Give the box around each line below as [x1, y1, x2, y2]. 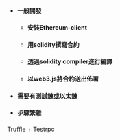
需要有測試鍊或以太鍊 [16, 92, 77, 100]
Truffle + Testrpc [7, 125, 55, 133]
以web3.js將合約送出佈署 [27, 74, 99, 83]
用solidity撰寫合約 [27, 40, 80, 48]
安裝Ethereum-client [27, 23, 88, 32]
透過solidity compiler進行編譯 [27, 57, 113, 66]
